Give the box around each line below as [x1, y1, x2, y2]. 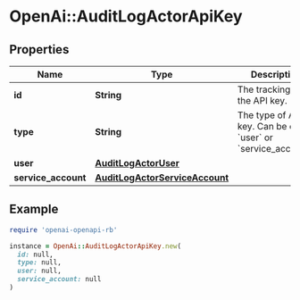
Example [9, 202, 59, 217]
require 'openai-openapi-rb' [9, 225, 118, 234]
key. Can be [237, 121, 287, 132]
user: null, [17, 266, 62, 276]
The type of [237, 109, 287, 121]
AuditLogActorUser [95, 157, 180, 169]
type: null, [17, 258, 62, 267]
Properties [9, 42, 70, 57]
